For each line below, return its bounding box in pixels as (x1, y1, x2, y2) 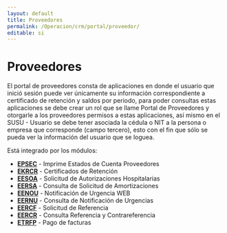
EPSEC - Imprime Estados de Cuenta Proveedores (17, 160, 160, 168)
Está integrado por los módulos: (7, 146, 98, 155)
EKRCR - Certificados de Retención (17, 167, 118, 176)
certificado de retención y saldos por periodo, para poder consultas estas (7, 97, 217, 105)
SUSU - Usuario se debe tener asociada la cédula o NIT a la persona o (7, 119, 206, 127)
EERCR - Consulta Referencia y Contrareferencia (17, 211, 156, 219)
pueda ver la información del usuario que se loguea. (7, 133, 155, 141)
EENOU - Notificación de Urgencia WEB (17, 189, 131, 197)
